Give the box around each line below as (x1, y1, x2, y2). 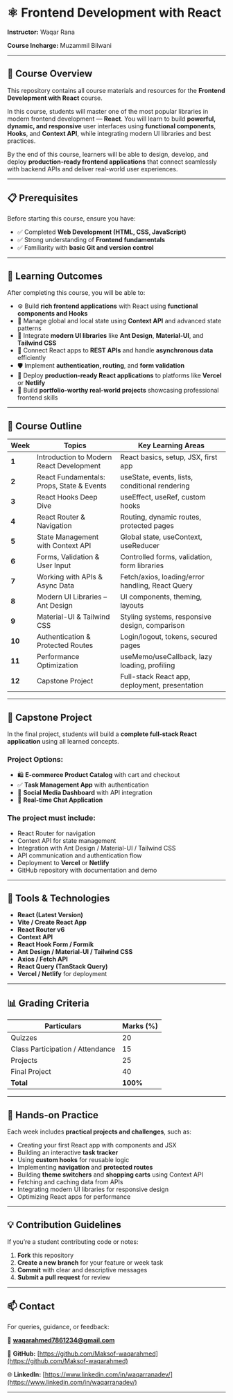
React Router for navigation (17, 829, 96, 837)
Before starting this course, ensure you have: (7, 214, 136, 223)
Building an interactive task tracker (17, 1148, 119, 1156)
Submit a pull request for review (17, 1273, 111, 1281)
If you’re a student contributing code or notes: (7, 1237, 139, 1246)
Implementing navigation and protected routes (17, 1163, 153, 1172)
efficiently (17, 354, 46, 362)
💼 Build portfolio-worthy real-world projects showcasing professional (17, 386, 219, 395)
